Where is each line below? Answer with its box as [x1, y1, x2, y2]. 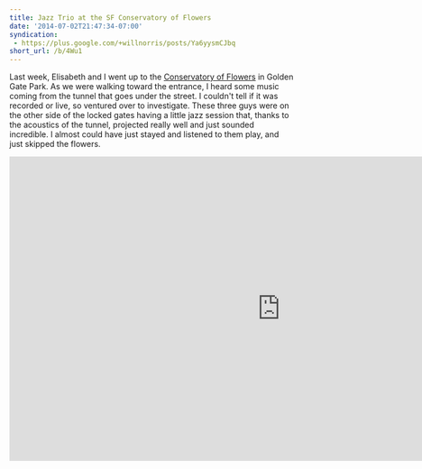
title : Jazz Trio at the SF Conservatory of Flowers [9, 13, 212, 23]
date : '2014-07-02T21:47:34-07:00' [9, 22, 143, 31]
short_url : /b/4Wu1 [9, 47, 83, 56]
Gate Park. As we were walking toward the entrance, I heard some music [9, 81, 280, 92]
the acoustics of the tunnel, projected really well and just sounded [9, 119, 255, 131]
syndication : [9, 30, 59, 39]
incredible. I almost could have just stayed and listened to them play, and [9, 129, 280, 140]
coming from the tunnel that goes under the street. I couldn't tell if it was [9, 91, 279, 102]
